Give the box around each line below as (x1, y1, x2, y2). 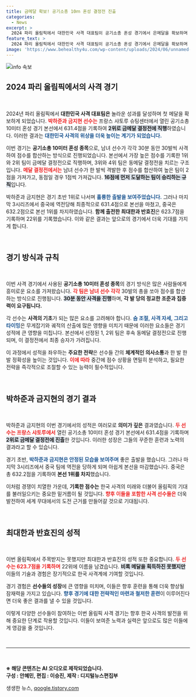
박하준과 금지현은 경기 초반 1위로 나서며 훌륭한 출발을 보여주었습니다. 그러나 (6, 193, 178, 200)
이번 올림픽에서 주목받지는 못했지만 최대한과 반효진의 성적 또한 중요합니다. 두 (6, 556, 181, 563)
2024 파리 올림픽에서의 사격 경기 (6, 82, 118, 92)
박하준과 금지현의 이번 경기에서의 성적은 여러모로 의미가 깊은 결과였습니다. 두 (6, 422, 180, 429)
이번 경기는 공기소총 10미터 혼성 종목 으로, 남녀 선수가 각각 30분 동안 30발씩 (6, 144, 178, 151)
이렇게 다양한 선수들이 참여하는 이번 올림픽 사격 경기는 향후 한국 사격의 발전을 (6, 610, 182, 616)
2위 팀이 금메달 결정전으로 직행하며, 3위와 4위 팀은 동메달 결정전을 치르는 (12, 159, 179, 166)
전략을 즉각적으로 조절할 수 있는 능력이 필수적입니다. (6, 363, 124, 371)
